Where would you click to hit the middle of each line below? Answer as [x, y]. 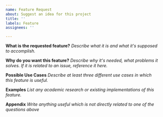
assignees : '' [20, 28]
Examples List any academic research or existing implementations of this [80, 90]
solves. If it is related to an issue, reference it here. [57, 66]
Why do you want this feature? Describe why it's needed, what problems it [82, 60]
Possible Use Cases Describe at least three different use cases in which [79, 75]
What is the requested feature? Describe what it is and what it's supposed [81, 46]
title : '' [16, 19]
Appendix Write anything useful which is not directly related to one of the [80, 104]
